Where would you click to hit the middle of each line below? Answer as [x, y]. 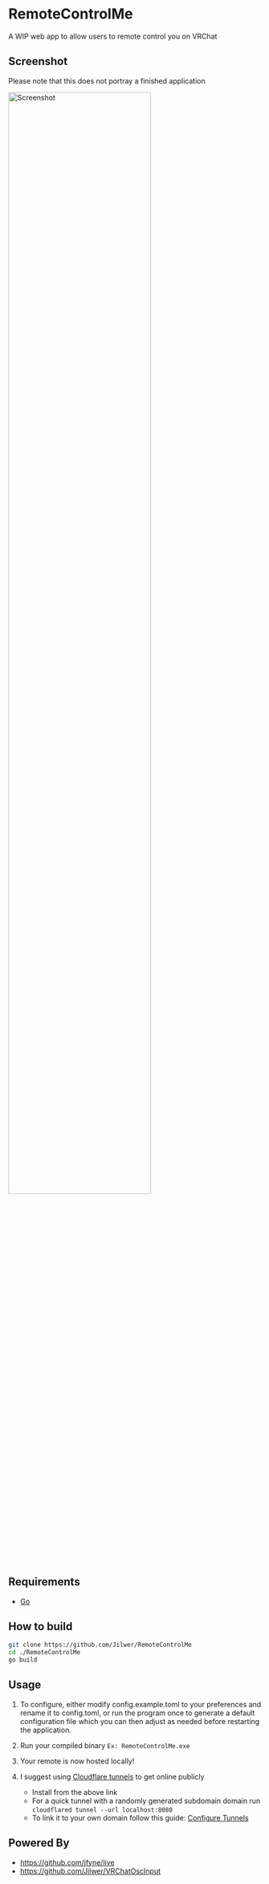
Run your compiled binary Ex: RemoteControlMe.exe [105, 1745]
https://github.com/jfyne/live [67, 1862]
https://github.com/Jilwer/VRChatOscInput [90, 1871]
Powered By [39, 1843]
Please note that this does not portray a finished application [107, 80]
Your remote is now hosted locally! [77, 1761]
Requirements [44, 1582]
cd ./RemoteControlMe [45, 1653]
